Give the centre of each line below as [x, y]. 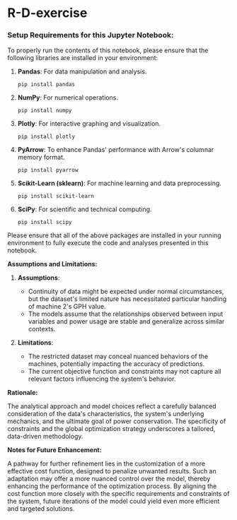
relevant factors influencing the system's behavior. [102, 379]
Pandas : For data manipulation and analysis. [82, 71]
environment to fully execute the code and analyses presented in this [108, 243]
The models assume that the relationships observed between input [126, 314]
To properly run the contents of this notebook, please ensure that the [108, 50]
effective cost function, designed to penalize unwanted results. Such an [112, 471]
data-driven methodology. [45, 437]
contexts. [42, 329]
